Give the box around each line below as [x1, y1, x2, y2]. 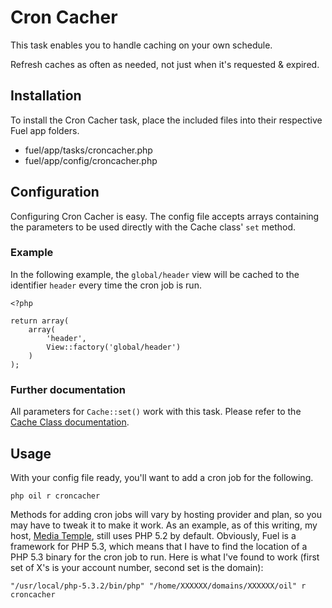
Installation [10, 87, 82, 105]
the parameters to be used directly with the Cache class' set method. [10, 221, 297, 233]
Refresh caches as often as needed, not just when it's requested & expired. [10, 58, 320, 70]
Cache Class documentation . [10, 416, 130, 428]
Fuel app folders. [10, 124, 80, 136]
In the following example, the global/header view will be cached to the [10, 268, 300, 280]
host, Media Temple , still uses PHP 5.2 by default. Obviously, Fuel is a [10, 529, 297, 541]
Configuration [10, 184, 100, 201]
